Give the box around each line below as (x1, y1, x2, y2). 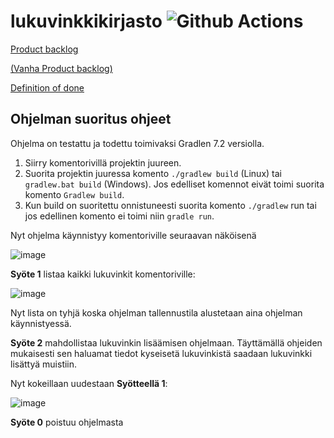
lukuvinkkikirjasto (10, 10, 163, 33)
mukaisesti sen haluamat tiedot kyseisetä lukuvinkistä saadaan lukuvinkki (10, 347, 313, 359)
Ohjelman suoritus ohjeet (10, 111, 172, 128)
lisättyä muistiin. (10, 358, 78, 370)
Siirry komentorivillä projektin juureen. (24, 156, 182, 169)
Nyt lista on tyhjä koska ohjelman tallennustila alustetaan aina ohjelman (10, 306, 303, 319)
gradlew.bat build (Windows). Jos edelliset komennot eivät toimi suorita (24, 178, 325, 190)
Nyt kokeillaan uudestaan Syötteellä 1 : (10, 377, 168, 389)
